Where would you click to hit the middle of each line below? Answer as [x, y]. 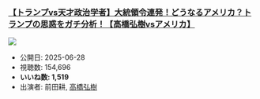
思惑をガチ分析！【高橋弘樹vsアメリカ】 [117, 24]
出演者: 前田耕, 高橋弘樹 [58, 87]
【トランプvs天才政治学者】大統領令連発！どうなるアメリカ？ [126, 12]
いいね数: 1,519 [44, 77]
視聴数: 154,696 [45, 68]
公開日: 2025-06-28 [52, 57]
